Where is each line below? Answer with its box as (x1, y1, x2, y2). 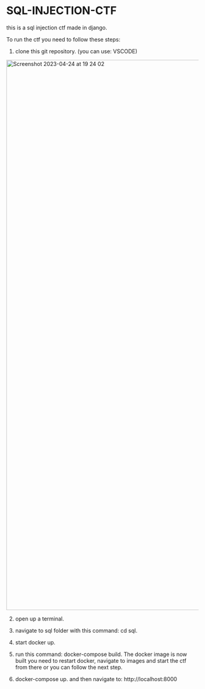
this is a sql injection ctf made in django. (6, 24, 108, 31)
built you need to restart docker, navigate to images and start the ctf (15, 657, 187, 664)
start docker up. (15, 638, 56, 646)
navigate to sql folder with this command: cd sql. (15, 627, 138, 634)
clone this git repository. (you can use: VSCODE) (15, 47, 138, 55)
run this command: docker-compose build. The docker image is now (15, 650, 187, 658)
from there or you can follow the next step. (15, 663, 123, 671)
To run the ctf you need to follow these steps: (6, 35, 121, 43)
